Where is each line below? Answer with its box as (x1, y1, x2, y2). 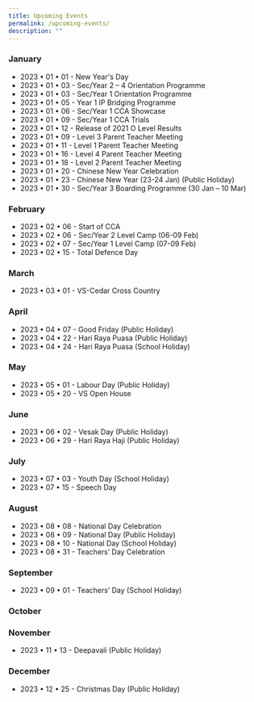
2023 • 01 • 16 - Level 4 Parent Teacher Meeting (19, 148, 182, 158)
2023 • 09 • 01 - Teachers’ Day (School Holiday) (19, 586, 182, 595)
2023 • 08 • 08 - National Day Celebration (19, 521, 162, 531)
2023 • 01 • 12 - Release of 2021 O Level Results (19, 123, 182, 133)
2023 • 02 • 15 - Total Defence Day (19, 247, 139, 257)
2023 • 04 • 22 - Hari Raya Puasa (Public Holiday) (19, 332, 188, 343)
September (8, 566, 53, 578)
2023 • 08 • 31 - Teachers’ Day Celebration (19, 546, 165, 557)
